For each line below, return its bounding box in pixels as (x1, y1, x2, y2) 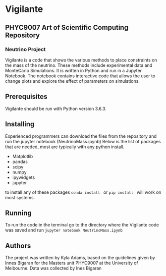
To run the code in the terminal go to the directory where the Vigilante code (5, 222, 159, 228)
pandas (12, 159, 28, 165)
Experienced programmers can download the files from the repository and (5, 133, 157, 139)
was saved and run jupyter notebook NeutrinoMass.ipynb (5, 227, 123, 233)
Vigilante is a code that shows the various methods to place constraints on (5, 57, 158, 63)
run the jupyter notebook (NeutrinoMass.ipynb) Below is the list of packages (5, 138, 161, 144)
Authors (5, 241, 31, 250)
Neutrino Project (5, 46, 46, 53)
